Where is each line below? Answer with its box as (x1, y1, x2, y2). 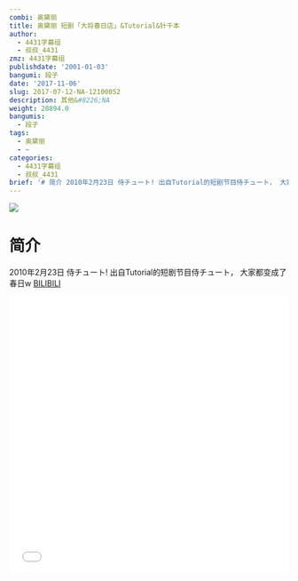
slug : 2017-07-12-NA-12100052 (9, 87, 122, 96)
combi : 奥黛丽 (9, 12, 58, 22)
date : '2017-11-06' (9, 79, 82, 88)
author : (9, 29, 38, 38)
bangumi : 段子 (9, 71, 59, 80)
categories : (9, 153, 53, 163)
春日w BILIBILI (9, 278, 61, 289)
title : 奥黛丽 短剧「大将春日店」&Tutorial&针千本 (9, 21, 180, 30)
